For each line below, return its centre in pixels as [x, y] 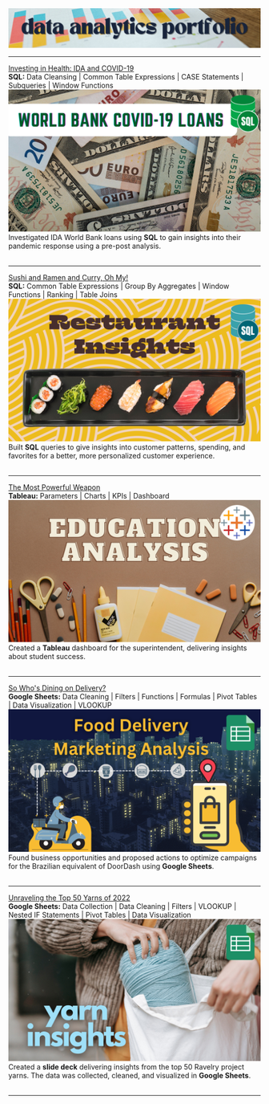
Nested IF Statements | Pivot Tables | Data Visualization [100, 915]
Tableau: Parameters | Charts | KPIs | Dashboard [89, 495]
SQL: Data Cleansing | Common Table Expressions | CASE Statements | [126, 76]
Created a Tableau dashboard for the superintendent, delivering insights [128, 648]
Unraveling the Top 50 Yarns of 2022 [69, 898]
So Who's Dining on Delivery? [57, 688]
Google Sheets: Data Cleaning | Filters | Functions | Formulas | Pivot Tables [133, 697]
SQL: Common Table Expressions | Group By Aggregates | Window [119, 286]
